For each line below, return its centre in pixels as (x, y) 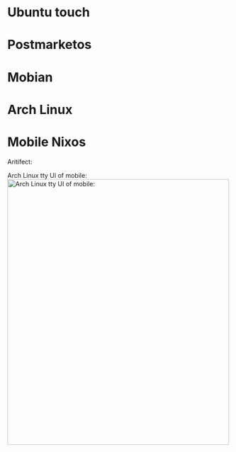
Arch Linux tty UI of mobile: (47, 175)
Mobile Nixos (47, 142)
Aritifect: (20, 162)
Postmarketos (50, 45)
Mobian (30, 77)
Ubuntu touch (49, 12)
